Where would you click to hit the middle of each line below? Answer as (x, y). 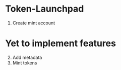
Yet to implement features (60, 43)
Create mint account (34, 23)
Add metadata (27, 57)
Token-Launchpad (45, 9)
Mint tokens (25, 63)
